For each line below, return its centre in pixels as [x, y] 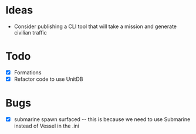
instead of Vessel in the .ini [47, 126]
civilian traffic [31, 32]
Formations [28, 72]
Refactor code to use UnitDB [48, 79]
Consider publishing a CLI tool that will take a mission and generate [95, 26]
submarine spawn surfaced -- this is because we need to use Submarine [102, 119]
